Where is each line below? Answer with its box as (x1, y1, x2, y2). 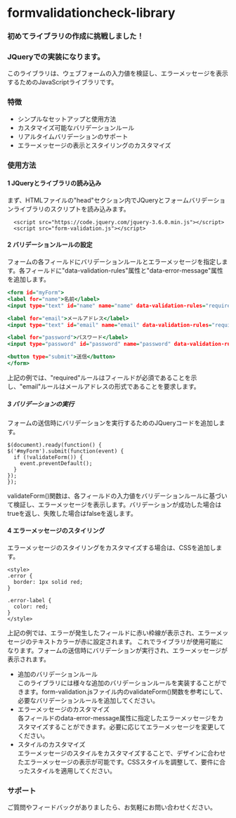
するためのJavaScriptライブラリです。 (7, 78, 118, 86)
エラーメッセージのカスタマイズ (17, 705, 110, 714)
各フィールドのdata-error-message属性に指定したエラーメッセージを (17, 714, 218, 722)
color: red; (13, 603, 49, 611)
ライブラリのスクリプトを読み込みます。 (13, 204, 130, 213)
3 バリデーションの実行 (7, 399, 75, 408)
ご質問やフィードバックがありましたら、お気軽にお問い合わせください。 (7, 803, 216, 812)
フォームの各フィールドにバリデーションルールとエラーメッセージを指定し (7, 258, 223, 266)
